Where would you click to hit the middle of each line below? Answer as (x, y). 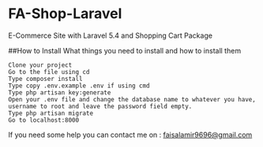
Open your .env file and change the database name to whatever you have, (132, 99)
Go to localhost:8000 (44, 120)
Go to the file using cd (49, 72)
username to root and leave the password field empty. (100, 106)
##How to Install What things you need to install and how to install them (125, 50)
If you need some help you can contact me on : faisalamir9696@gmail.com (130, 134)
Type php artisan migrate (51, 113)
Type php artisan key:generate (60, 92)
